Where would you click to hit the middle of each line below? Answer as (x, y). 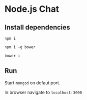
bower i (13, 56)
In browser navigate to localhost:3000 (43, 92)
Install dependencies (37, 27)
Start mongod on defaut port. (32, 83)
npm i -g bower (20, 47)
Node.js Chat (32, 9)
